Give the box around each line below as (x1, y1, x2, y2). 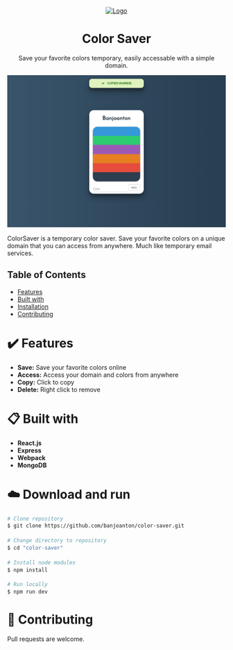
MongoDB (17, 461, 47, 469)
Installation (17, 302, 49, 311)
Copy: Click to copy (17, 377, 75, 386)
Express (17, 446, 42, 455)
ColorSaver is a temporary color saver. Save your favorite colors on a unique (7, 234, 225, 243)
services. (7, 249, 33, 257)
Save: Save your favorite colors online (17, 363, 127, 371)
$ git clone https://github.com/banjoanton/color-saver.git (7, 522, 185, 530)
